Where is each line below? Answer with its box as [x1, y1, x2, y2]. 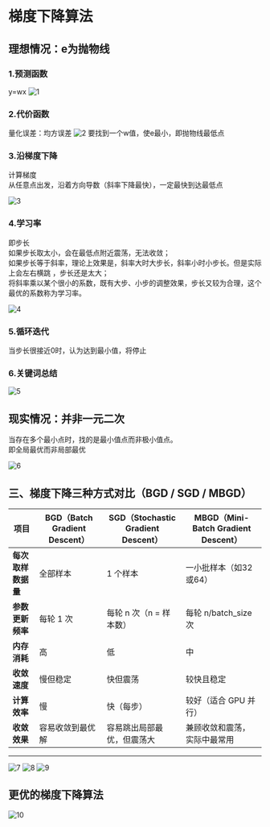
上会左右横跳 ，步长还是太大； [8, 267, 109, 278]
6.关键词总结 [8, 367, 58, 378]
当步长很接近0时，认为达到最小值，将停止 [8, 345, 147, 355]
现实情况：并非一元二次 [8, 411, 125, 425]
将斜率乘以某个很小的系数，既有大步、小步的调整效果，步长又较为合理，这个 [8, 278, 262, 287]
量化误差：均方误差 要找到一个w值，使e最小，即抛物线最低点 [8, 128, 225, 138]
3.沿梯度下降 [8, 151, 58, 162]
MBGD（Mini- [194, 512, 250, 523]
